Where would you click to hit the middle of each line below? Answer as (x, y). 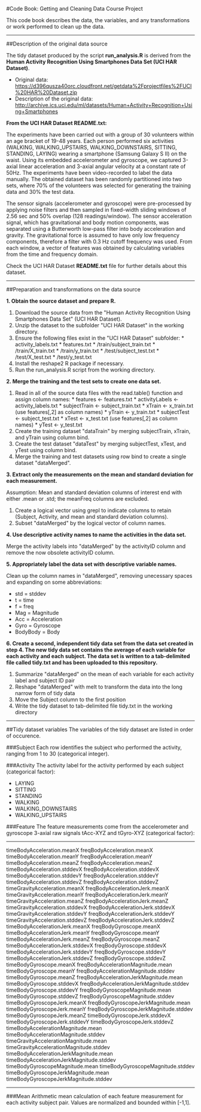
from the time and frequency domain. (52, 254)
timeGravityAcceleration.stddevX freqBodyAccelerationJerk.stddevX (91, 907)
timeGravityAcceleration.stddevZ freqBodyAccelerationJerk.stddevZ (90, 920)
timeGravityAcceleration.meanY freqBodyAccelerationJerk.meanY (87, 895)
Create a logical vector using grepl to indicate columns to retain (93, 510)
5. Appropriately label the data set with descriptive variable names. (92, 564)
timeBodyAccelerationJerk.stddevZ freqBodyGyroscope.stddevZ (86, 958)
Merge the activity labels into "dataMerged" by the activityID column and (96, 546)
